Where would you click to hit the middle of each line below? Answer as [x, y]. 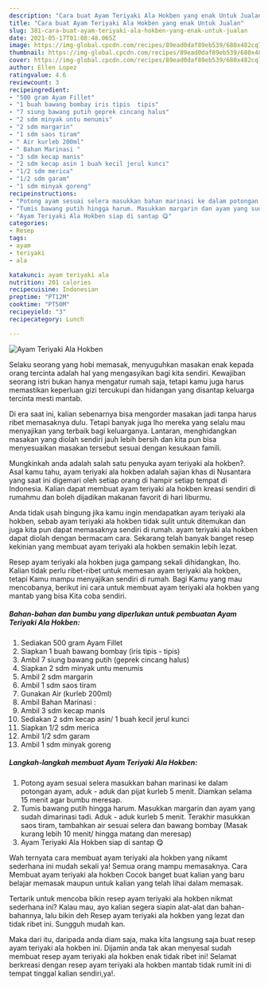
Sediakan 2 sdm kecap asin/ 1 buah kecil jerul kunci [105, 719]
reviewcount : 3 [34, 82]
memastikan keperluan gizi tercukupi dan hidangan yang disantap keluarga [132, 390]
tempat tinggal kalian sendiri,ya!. [62, 973]
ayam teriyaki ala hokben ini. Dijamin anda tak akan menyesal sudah [120, 948]
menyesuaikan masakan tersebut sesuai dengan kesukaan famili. [115, 448]
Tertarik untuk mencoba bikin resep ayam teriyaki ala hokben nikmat [121, 898]
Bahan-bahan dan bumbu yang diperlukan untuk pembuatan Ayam [123, 614]
